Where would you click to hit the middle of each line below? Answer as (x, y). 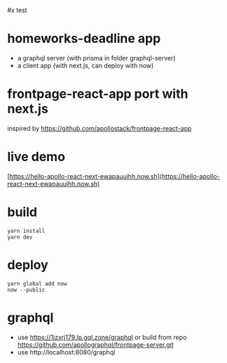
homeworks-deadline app (84, 39)
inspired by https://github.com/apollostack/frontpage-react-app (99, 128)
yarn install (26, 231)
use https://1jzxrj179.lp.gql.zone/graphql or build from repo (102, 337)
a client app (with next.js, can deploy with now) (85, 65)
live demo (36, 157)
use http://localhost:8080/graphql (66, 352)
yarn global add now (37, 284)
